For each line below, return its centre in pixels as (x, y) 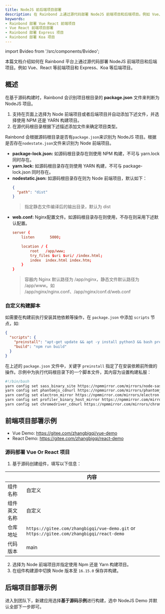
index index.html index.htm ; (61, 260)
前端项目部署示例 (31, 421)
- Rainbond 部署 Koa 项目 (30, 37)
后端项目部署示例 (31, 588)
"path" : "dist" (32, 192)
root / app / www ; (48, 251)
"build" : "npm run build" (41, 347)
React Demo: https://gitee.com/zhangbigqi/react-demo (68, 438)
